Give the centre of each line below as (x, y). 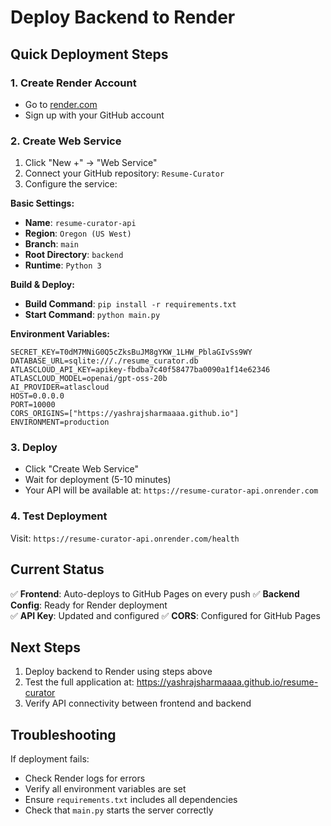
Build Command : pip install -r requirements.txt (130, 304)
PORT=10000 (33, 405)
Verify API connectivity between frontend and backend (138, 703)
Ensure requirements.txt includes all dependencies (131, 800)
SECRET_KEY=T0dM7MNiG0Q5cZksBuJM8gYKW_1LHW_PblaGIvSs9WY (131, 352)
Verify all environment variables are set (105, 789)
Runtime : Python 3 (63, 265)
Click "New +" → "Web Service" (91, 163)
